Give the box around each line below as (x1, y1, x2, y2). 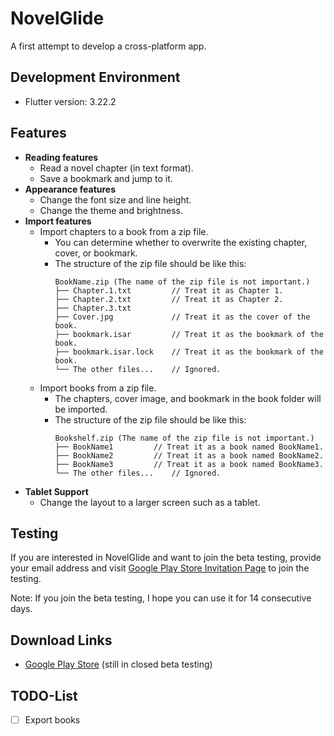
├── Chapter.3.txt (54, 303, 132, 313)
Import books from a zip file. (39, 382, 157, 394)
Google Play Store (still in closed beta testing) (24, 658, 213, 671)
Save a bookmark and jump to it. (39, 172, 173, 184)
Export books (24, 714, 81, 726)
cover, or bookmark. (54, 247, 138, 259)
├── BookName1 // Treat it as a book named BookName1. (54, 442, 324, 452)
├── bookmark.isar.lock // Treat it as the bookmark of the (54, 347, 324, 357)
